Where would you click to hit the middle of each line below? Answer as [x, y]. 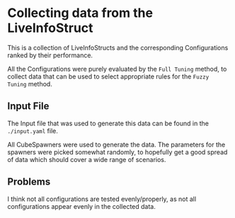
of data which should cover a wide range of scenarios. [87, 159]
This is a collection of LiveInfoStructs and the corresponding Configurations [118, 47]
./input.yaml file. [33, 131]
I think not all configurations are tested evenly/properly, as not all [102, 199]
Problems [29, 182]
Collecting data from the [80, 13]
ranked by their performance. [50, 55]
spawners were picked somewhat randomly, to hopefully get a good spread [117, 152]
